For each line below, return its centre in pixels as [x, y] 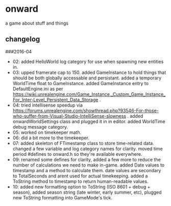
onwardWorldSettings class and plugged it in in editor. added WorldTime [89, 121]
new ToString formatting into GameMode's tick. [62, 197]
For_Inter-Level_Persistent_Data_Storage [55, 99]
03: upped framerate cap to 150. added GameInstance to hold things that [89, 72]
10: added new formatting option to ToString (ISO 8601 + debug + [81, 187]
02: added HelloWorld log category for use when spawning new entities [88, 61]
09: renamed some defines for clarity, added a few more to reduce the [87, 159]
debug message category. [40, 127]
